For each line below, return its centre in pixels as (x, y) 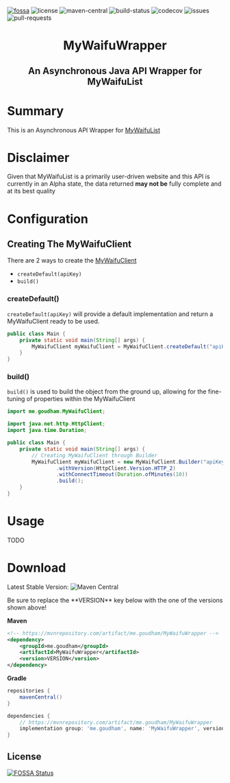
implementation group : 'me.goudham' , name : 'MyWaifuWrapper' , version (122, 729)
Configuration (48, 219)
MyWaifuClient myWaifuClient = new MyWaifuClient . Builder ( (118, 462)
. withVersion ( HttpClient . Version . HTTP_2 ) (116, 468)
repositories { (29, 691)
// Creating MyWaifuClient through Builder (94, 455)
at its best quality (31, 191)
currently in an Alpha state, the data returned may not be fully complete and (114, 184)
